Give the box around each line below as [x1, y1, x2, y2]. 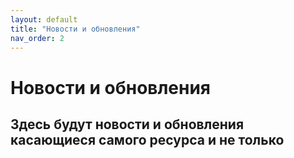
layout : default [10, 14, 78, 25]
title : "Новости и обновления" [10, 24, 141, 34]
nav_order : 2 [10, 33, 65, 43]
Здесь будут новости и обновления [10, 116, 245, 133]
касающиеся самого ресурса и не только [10, 131, 285, 148]
